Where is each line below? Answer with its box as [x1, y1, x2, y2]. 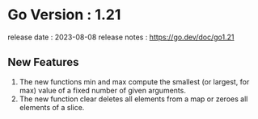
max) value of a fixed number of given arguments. [19, 85, 187, 95]
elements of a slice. [19, 102, 85, 112]
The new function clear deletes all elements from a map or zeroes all [19, 94, 248, 104]
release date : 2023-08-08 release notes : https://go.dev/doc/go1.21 [7, 32, 235, 42]
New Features [7, 55, 79, 69]
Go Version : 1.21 [7, 6, 121, 24]
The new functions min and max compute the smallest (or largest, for [19, 76, 250, 86]
